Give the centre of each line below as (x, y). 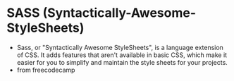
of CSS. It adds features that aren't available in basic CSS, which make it (122, 55)
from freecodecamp (46, 70)
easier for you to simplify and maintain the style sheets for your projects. (122, 62)
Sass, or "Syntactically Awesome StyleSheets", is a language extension (120, 47)
